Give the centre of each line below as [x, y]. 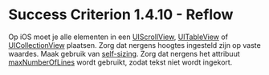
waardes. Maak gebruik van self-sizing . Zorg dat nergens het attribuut [124, 53]
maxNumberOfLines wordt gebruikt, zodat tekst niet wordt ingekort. [120, 62]
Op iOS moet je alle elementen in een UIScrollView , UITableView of [118, 37]
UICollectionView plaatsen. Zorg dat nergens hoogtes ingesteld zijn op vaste [134, 45]
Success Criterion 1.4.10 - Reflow [121, 15]
